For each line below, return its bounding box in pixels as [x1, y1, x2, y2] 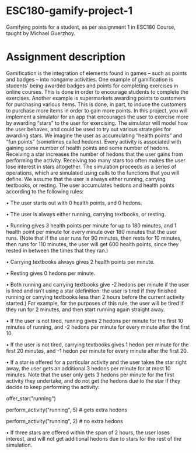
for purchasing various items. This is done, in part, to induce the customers [6, 101, 187, 108]
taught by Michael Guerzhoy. [6, 29, 76, 36]
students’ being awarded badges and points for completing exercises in [6, 82, 178, 89]
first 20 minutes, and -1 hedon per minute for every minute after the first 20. [6, 347, 188, 354]
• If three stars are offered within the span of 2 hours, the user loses [6, 429, 170, 436]
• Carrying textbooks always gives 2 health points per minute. [6, 258, 155, 265]
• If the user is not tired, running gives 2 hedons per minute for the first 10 [6, 317, 184, 324]
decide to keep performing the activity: [6, 383, 100, 390]
